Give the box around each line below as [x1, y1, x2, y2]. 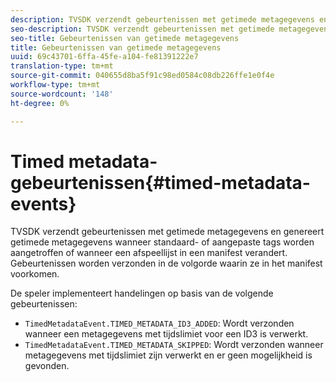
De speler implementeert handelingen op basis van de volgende [10, 287, 274, 300]
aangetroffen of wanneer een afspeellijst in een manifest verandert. [10, 247, 288, 259]
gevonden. [24, 360, 70, 372]
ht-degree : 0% [10, 98, 70, 108]
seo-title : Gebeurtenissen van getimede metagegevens [10, 33, 240, 43]
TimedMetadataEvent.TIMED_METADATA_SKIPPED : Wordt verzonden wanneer [24, 339, 324, 351]
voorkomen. [10, 268, 60, 280]
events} [10, 192, 77, 215]
